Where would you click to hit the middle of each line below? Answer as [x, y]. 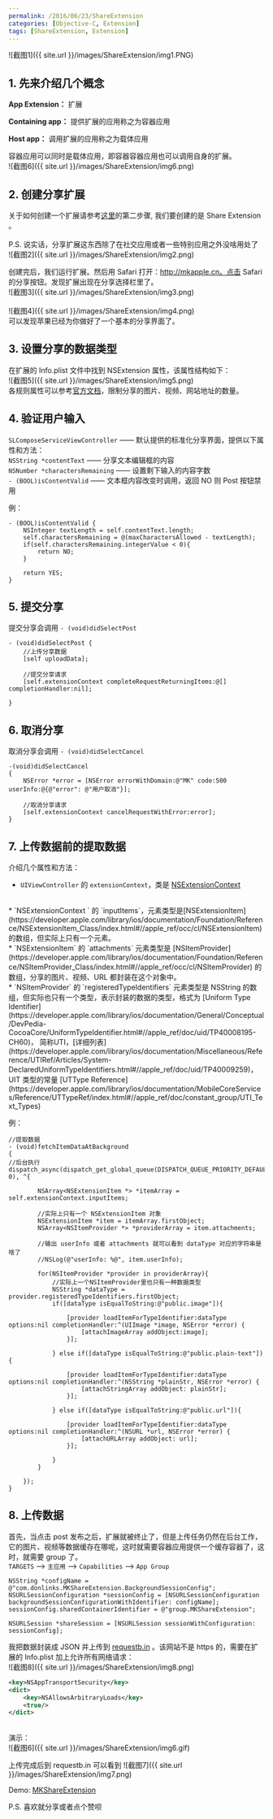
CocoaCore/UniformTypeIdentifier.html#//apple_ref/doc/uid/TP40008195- [132, 1033]
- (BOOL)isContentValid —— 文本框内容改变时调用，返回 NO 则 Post [123, 480]
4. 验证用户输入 [47, 419]
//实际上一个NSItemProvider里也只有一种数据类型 [126, 1283]
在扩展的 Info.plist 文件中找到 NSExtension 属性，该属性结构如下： [119, 370]
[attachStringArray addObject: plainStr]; [154, 1389]
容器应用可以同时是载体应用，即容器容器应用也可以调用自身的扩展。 [122, 156]
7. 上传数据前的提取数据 [67, 846]
